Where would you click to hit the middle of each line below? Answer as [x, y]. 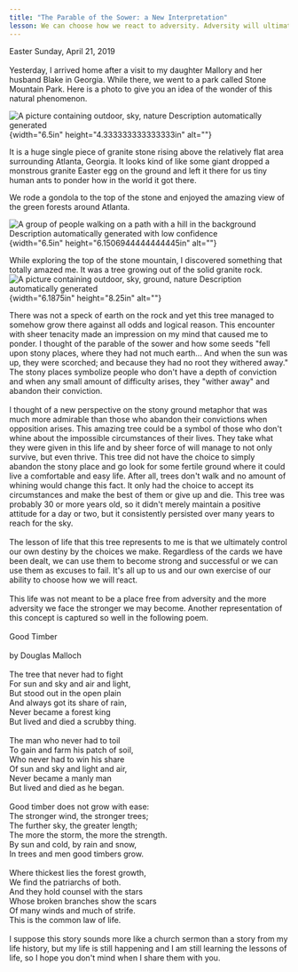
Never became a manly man [61, 778]
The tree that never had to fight [67, 674]
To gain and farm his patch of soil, [71, 750]
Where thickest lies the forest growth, [78, 872]
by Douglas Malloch [46, 655]
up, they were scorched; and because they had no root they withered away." [149, 362]
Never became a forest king [60, 711]
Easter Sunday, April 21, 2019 [62, 51]
